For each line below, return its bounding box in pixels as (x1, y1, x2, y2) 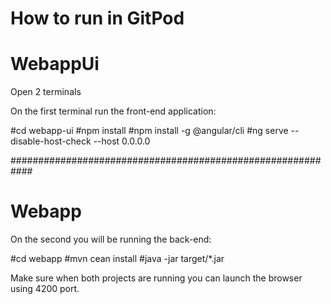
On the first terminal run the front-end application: (10, 105, 217, 117)
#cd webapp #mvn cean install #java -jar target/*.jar (10, 253, 225, 265)
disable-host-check (10, 135, 92, 147)
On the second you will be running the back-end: (10, 233, 212, 246)
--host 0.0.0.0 (93, 135, 151, 147)
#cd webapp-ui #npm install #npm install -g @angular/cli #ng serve (10, 125, 289, 137)
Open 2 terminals (10, 86, 82, 98)
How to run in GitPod (10, 7, 185, 30)
